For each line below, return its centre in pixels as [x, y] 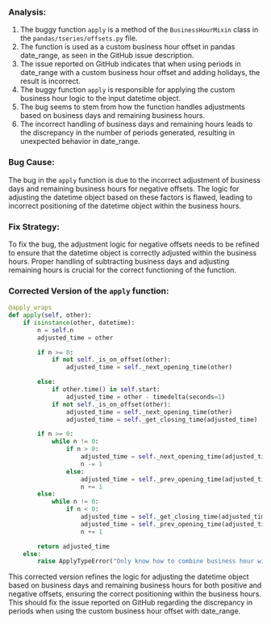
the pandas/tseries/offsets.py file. [79, 38]
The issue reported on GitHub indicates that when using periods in [130, 64]
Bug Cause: [31, 162]
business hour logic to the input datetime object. [100, 99]
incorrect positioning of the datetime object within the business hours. [125, 205]
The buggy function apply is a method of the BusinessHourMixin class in [139, 30]
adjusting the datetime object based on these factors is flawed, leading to [130, 197]
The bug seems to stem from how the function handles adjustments [133, 107]
